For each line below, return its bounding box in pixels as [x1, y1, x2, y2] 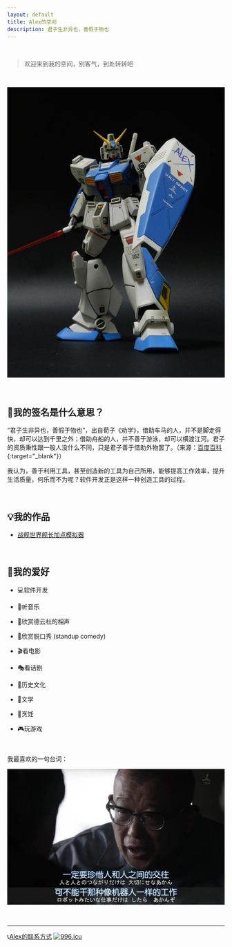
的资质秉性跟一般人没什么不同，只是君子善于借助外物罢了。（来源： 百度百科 [7, 443, 222, 452]
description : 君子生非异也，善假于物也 [7, 26, 109, 32]
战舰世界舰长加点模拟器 [17, 531, 84, 538]
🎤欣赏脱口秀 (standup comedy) [17, 632, 106, 640]
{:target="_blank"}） [7, 452, 66, 460]
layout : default [7, 11, 54, 18]
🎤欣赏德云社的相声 [17, 617, 70, 626]
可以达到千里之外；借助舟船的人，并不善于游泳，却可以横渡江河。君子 [25, 435, 225, 443]
